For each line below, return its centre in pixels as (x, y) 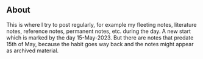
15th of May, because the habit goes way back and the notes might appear (100, 44)
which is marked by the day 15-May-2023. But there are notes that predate (100, 37)
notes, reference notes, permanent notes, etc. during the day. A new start (98, 31)
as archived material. (33, 50)
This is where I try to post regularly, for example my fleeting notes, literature (101, 24)
